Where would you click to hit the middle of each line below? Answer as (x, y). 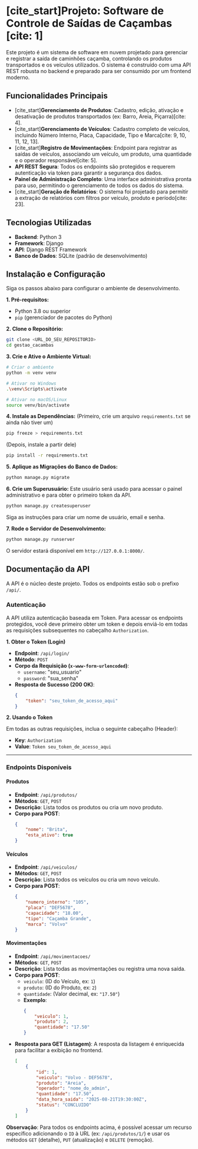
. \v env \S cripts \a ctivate (37, 389)
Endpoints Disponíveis (39, 767)
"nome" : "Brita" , (47, 830)
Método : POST (31, 659)
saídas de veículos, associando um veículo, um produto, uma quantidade (103, 154)
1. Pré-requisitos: (27, 300)
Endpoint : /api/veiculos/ (46, 867)
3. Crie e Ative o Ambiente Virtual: (49, 357)
